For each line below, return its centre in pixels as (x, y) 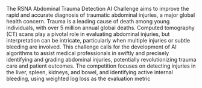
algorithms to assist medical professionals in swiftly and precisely (88, 53)
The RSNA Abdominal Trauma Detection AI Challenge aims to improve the (98, 9)
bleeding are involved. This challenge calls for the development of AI (91, 47)
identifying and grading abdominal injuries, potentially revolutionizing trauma (101, 60)
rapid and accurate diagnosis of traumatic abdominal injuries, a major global (101, 15)
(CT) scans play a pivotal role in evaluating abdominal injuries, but (88, 34)
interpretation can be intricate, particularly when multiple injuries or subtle (98, 40)
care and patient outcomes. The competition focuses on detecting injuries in (101, 66)
